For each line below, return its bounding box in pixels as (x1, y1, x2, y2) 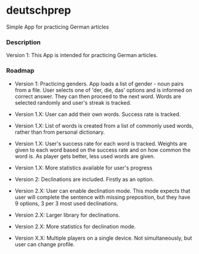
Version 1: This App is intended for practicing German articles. (6, 52, 158, 59)
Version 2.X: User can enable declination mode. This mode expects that (14, 187, 191, 194)
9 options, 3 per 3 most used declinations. (14, 200, 119, 207)
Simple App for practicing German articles (6, 23, 109, 30)
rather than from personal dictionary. (14, 128, 105, 136)
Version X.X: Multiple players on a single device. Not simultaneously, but (14, 234, 192, 242)
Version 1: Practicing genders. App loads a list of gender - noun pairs (14, 80, 184, 87)
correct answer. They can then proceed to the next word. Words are (14, 93, 181, 100)
